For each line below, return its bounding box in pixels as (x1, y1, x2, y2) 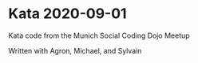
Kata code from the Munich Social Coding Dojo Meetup (8, 31, 190, 40)
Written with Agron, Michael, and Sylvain (8, 46, 142, 55)
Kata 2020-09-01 (8, 5, 127, 23)
